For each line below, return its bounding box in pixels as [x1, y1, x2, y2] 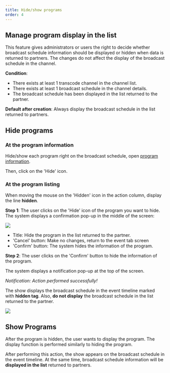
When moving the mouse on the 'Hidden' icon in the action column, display [5, 192, 162, 198]
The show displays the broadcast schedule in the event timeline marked [5, 287, 155, 294]
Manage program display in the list [5, 31, 117, 40]
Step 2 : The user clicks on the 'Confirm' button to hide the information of [5, 253, 157, 259]
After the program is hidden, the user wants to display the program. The [5, 336, 155, 342]
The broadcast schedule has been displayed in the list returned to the [12, 91, 158, 97]
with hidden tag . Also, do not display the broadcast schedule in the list [5, 293, 153, 299]
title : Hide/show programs [5, 7, 62, 13]
